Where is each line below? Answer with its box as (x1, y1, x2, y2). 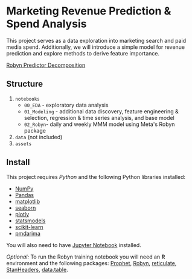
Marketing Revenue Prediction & (6, 4, 171, 18)
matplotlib (14, 198, 40, 205)
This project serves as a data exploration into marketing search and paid (6, 37, 186, 44)
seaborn (14, 204, 36, 212)
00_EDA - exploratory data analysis (24, 101, 109, 108)
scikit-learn (14, 223, 43, 230)
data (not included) (14, 133, 63, 140)
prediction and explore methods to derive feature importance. (6, 49, 160, 57)
